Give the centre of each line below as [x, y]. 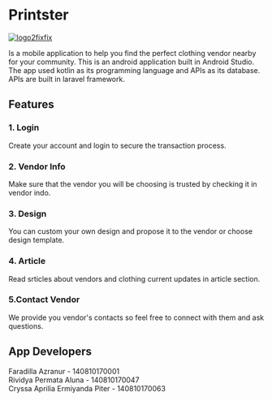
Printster [39, 15]
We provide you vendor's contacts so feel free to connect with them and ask [136, 317]
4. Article [27, 261]
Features [31, 104]
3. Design [28, 213]
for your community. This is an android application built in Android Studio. [132, 62]
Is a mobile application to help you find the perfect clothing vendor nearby [132, 53]
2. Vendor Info [37, 166]
